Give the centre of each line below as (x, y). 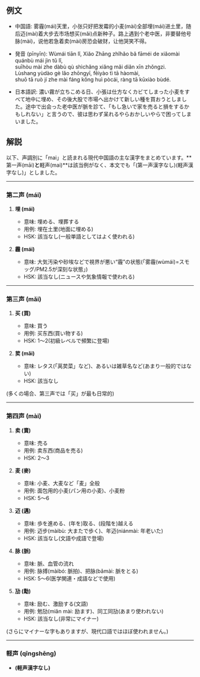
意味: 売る (36, 443)
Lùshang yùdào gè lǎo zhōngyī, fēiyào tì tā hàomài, (77, 73)
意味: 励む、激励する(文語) (56, 604)
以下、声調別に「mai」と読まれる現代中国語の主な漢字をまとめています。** (99, 157)
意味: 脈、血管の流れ (49, 563)
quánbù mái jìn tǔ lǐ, (39, 60)
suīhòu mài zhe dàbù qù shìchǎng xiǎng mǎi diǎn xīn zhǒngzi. (90, 67)
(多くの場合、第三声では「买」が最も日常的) (60, 394)
